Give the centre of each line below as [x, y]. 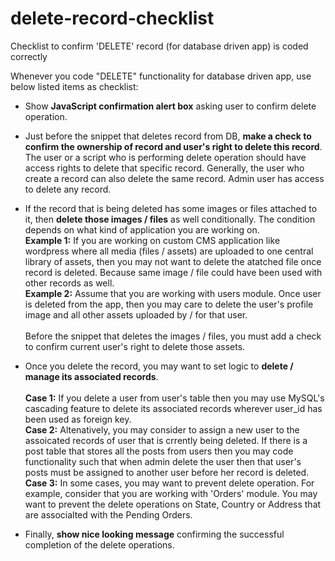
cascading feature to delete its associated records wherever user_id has [173, 408]
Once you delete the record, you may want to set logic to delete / [159, 366]
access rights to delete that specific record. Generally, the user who [164, 168]
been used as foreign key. [78, 419]
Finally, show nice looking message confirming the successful [154, 534]
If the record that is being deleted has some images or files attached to [171, 208]
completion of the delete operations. [99, 544]
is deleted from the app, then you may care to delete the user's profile [169, 304]
